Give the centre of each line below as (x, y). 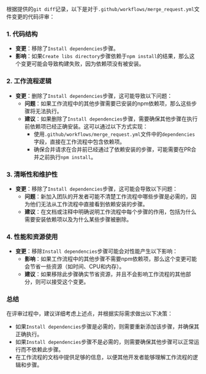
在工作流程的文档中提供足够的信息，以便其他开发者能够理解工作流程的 (104, 357)
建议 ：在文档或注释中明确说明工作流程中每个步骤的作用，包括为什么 (110, 211)
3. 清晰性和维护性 (32, 174)
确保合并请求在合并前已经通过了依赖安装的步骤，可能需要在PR (112, 149)
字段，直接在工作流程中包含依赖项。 (79, 141)
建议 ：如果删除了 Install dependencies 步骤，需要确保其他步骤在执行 (111, 119)
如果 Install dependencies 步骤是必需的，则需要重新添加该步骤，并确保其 (107, 327)
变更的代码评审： (33, 17)
